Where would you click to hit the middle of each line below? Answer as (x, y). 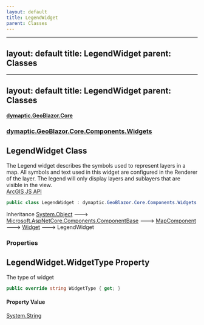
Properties (22, 242)
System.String (24, 315)
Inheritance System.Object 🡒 (47, 214)
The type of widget (30, 277)
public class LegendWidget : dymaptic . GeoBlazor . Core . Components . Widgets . (103, 202)
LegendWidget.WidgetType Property (78, 263)
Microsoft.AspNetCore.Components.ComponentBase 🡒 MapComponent (101, 221)
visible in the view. (29, 185)
